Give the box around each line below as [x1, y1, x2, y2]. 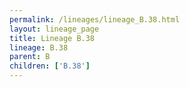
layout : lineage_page [9, 24, 100, 34]
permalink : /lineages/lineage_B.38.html [9, 14, 181, 25]
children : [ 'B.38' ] [9, 61, 91, 71]
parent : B [9, 52, 51, 62]
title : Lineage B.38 [9, 33, 96, 43]
